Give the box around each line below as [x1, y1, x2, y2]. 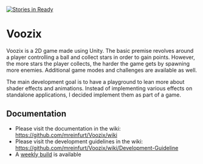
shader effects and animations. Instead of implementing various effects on [6, 84, 193, 92]
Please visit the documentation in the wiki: [15, 125, 121, 132]
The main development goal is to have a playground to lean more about [6, 78, 185, 85]
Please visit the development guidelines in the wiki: [15, 137, 143, 145]
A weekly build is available [15, 151, 81, 158]
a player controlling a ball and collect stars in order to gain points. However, [6, 53, 196, 61]
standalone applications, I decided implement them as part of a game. [6, 91, 181, 98]
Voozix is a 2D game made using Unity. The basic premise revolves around [6, 47, 194, 54]
